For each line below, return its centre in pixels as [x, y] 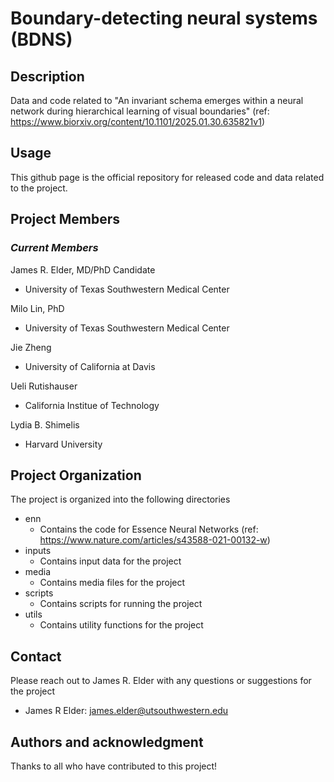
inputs [38, 551]
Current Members [54, 248]
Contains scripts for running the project [121, 604]
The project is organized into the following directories [120, 499]
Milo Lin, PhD [37, 308]
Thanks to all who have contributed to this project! [114, 766]
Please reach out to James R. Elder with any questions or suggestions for [161, 681]
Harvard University [63, 444]
